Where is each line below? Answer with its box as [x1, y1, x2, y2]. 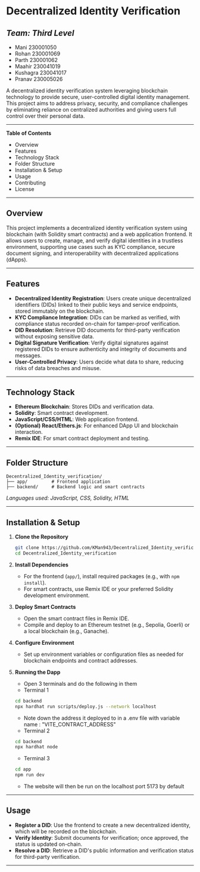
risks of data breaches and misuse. [14, 364, 101, 371]
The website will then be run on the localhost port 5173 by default [23, 783, 185, 790]
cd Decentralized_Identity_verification [14, 550, 117, 556]
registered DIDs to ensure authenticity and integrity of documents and [14, 345, 187, 353]
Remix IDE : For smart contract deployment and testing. [14, 435, 150, 442]
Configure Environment [14, 639, 74, 646]
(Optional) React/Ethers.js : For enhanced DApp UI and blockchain [14, 422, 179, 429]
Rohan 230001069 [14, 50, 61, 57]
